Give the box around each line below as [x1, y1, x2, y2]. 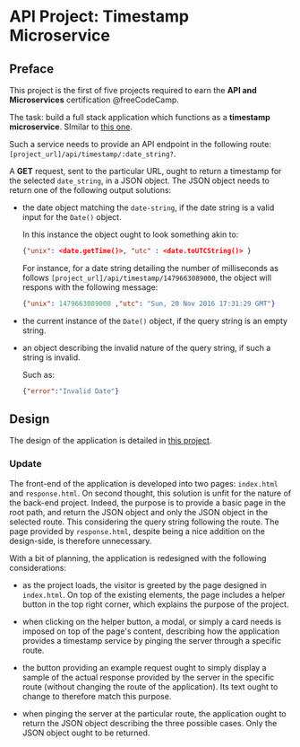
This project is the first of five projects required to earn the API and [9, 85, 257, 95]
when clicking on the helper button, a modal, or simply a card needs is [21, 616, 282, 627]
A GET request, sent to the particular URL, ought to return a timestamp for [9, 166, 282, 176]
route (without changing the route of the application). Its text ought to [21, 681, 279, 692]
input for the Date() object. [21, 212, 123, 222]
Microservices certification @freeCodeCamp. [9, 94, 179, 105]
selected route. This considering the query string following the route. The [9, 516, 279, 527]
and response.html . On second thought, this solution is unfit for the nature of [9, 488, 292, 498]
